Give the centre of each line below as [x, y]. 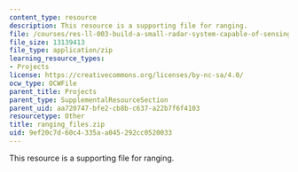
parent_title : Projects [53, 91]
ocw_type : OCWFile [43, 83]
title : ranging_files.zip [57, 125]
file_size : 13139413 [47, 42]
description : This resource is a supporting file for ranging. [129, 26]
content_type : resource [53, 17]
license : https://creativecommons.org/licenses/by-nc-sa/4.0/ [126, 75]
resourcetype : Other [47, 116]
